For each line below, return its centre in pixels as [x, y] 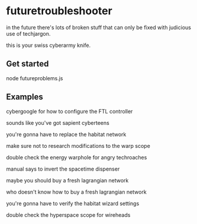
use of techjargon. [28, 33]
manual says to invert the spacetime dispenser [63, 169]
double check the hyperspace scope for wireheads [68, 214]
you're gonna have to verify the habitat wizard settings [73, 203]
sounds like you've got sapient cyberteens [58, 122]
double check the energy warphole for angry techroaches [77, 157]
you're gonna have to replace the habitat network [66, 134]
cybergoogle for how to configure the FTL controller [70, 111]
